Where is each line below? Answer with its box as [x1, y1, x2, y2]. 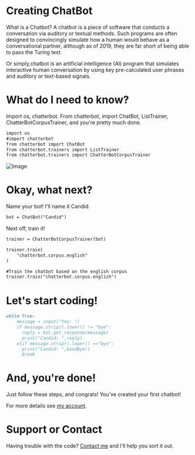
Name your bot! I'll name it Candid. [6, 203, 90, 210]
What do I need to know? [6, 93, 129, 107]
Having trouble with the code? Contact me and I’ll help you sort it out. [6, 443, 174, 450]
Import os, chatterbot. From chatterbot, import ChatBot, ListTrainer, [6, 112, 169, 119]
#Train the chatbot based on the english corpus [6, 268, 127, 274]
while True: [6, 313, 35, 319]
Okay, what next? [6, 184, 93, 197]
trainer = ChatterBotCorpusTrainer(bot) [6, 237, 107, 243]
